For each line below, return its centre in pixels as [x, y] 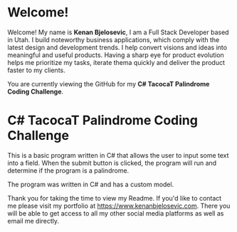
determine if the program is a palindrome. [68, 170]
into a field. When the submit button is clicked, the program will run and [112, 163]
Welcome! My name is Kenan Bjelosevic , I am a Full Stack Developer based [118, 32]
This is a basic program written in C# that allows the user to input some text [118, 155]
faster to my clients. [36, 70]
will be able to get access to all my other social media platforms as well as [116, 213]
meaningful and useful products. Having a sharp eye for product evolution [116, 55]
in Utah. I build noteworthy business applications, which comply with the [114, 39]
